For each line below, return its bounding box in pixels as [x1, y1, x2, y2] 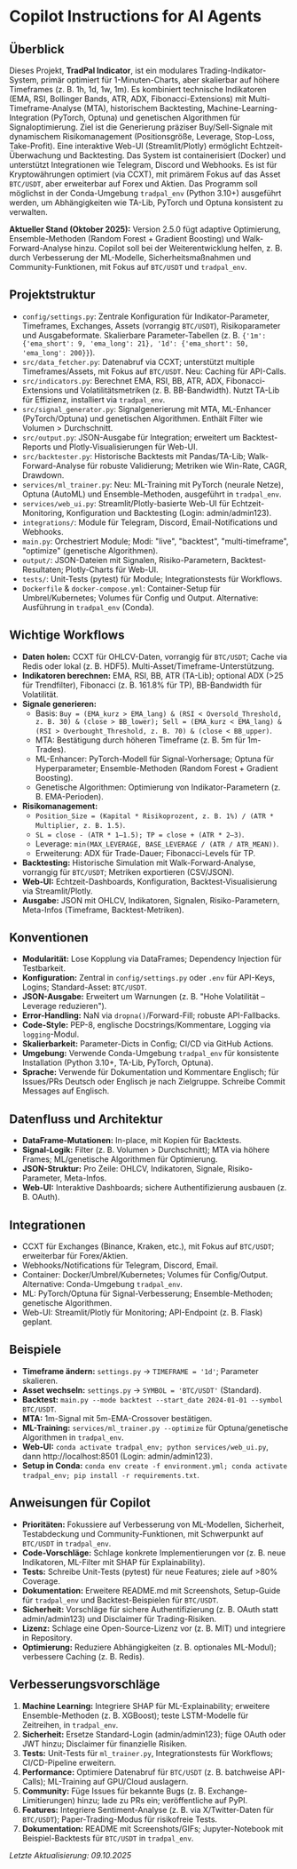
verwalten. [9, 207, 48, 217]
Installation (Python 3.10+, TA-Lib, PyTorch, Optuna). [21, 1057, 215, 1068]
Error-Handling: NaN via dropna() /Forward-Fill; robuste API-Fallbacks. [21, 1010, 281, 1021]
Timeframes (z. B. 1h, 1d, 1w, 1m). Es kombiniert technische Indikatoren [9, 84, 267, 94]
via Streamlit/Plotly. [21, 886, 93, 896]
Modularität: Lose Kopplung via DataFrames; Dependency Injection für [21, 953, 282, 965]
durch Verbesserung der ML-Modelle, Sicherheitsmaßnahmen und [9, 252, 252, 263]
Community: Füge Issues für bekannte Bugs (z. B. [21, 1785, 207, 1796]
